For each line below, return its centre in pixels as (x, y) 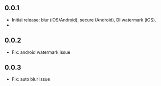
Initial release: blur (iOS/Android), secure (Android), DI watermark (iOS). (84, 20)
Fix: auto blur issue (31, 79)
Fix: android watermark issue (41, 52)
